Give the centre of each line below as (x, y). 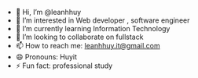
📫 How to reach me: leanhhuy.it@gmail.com (88, 46)
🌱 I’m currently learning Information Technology (93, 28)
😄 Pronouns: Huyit (46, 57)
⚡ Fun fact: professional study (64, 66)
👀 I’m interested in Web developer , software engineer (103, 20)
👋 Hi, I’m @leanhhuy (48, 12)
